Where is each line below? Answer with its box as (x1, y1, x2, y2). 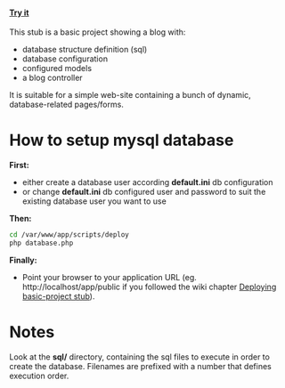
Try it (9, 7, 29, 18)
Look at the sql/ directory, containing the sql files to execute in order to (9, 352, 270, 362)
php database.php (9, 238, 74, 248)
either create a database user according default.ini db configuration (21, 177, 273, 188)
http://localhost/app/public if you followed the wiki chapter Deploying (21, 281, 277, 292)
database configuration (21, 53, 109, 64)
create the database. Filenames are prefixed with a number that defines (9, 360, 272, 371)
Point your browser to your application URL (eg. (21, 271, 198, 282)
